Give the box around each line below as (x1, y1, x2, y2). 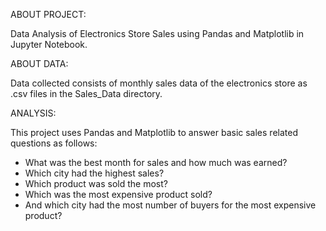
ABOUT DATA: (10, 58, 69, 69)
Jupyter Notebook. (10, 39, 88, 50)
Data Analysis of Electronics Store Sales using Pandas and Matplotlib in (10, 28, 305, 39)
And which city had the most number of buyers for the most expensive (24, 199, 317, 211)
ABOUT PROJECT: (10, 9, 87, 20)
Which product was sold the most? (24, 178, 168, 189)
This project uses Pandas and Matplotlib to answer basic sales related (10, 127, 298, 138)
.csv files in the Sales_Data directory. (10, 88, 163, 99)
